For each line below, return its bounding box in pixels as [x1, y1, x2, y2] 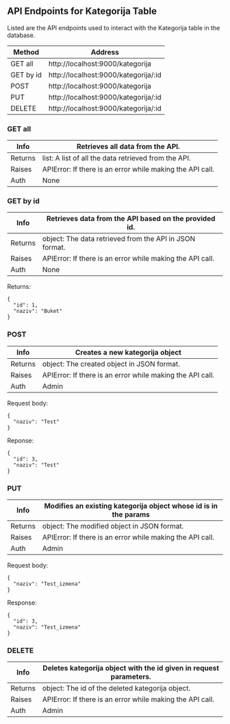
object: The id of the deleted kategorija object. [42, 684, 191, 693]
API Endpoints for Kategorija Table [7, 5, 157, 17]
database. [7, 31, 36, 39]
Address [90, 47, 120, 57]
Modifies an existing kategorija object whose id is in [44, 501, 218, 511]
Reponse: [7, 436, 34, 445]
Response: [7, 598, 38, 607]
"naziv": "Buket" [13, 308, 63, 315]
